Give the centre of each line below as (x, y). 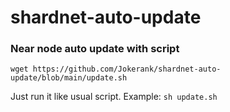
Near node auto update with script (95, 49)
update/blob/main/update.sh (69, 78)
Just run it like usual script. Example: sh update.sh (114, 97)
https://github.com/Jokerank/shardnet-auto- (127, 69)
